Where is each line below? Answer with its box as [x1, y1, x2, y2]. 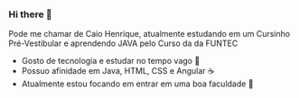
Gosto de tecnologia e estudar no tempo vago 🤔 [21, 56, 201, 67]
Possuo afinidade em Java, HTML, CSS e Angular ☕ [21, 66, 215, 76]
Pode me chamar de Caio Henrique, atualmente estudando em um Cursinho [8, 29, 291, 40]
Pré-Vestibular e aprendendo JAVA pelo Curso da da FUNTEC [8, 38, 238, 49]
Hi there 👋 [8, 8, 53, 21]
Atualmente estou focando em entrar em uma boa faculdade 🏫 [21, 78, 254, 89]
